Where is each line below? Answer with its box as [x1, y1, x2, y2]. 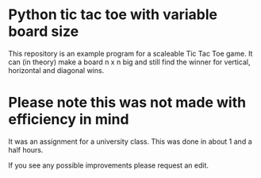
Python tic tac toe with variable [8, 6, 218, 24]
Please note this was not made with [8, 94, 247, 112]
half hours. [8, 145, 44, 154]
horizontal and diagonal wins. [8, 65, 105, 75]
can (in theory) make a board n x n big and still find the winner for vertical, [8, 57, 251, 67]
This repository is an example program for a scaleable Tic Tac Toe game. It [8, 48, 253, 58]
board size [8, 22, 79, 41]
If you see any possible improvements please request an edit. [8, 161, 209, 170]
